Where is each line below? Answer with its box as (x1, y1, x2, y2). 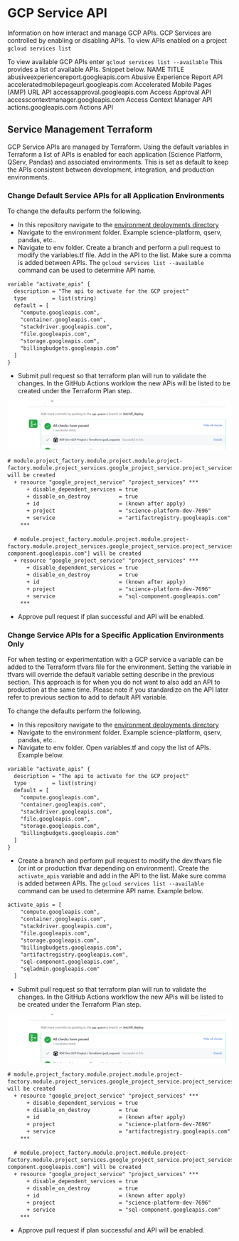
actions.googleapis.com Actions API (7, 103, 114, 111)
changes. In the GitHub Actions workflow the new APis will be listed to (17, 992, 224, 1002)
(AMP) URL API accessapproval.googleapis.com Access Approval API (7, 88, 212, 96)
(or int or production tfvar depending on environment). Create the (17, 864, 210, 873)
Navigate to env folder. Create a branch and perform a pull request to (17, 244, 221, 252)
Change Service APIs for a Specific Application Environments (7, 630, 224, 640)
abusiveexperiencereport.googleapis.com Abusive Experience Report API (7, 73, 223, 81)
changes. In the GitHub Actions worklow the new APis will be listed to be (17, 379, 231, 388)
